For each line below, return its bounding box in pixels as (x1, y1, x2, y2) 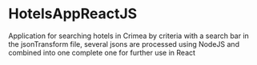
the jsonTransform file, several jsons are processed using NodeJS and (8, 39, 240, 48)
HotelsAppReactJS (8, 5, 138, 23)
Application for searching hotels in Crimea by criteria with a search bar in (8, 31, 250, 40)
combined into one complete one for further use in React (8, 48, 196, 57)
